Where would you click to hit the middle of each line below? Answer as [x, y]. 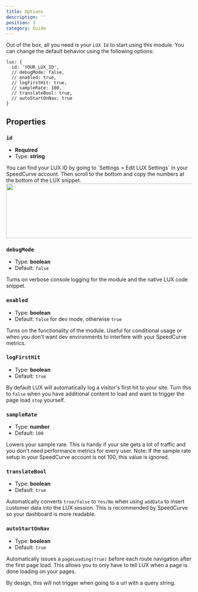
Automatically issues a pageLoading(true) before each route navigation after [99, 559]
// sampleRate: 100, [37, 88]
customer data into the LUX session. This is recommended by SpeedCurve [97, 508]
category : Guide [26, 28]
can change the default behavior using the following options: [80, 52]
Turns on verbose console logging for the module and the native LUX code [97, 279]
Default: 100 [29, 433]
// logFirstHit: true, [39, 83]
